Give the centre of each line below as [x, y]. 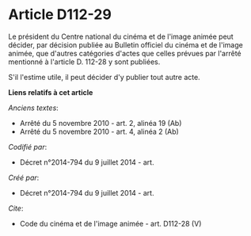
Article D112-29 [60, 15]
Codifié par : [28, 147]
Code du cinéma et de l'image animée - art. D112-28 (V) [110, 223]
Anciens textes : [34, 108]
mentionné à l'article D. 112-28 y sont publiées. [84, 62]
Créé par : [24, 177]
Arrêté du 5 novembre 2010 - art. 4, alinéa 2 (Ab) [99, 131]
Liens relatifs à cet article [51, 92]
